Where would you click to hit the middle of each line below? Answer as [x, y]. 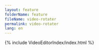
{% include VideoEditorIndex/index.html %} [49, 42]
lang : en [14, 28]
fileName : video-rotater [30, 19]
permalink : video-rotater [31, 24]
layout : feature [21, 10]
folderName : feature [26, 14]
